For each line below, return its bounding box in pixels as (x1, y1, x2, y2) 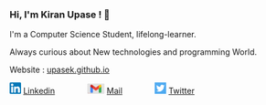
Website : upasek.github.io (9, 64, 110, 76)
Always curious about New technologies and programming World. (9, 47, 258, 58)
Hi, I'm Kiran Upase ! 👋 (9, 8, 111, 21)
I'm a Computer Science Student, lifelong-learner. (9, 29, 197, 40)
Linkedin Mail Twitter (22, 86, 195, 97)
